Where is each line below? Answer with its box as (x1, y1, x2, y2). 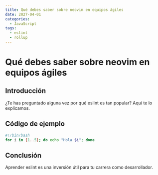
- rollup (9, 35, 28, 40)
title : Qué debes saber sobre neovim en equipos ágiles (5, 7, 124, 12)
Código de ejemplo (5, 120, 65, 128)
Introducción (5, 87, 46, 95)
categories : (5, 16, 30, 21)
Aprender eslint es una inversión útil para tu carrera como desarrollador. (5, 165, 154, 171)
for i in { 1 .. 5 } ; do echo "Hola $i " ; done (5, 137, 95, 142)
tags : (5, 26, 16, 31)
